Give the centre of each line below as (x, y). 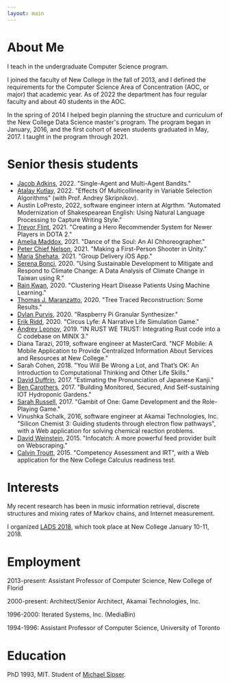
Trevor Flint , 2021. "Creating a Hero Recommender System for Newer (114, 227)
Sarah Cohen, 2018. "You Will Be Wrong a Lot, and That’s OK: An (108, 365)
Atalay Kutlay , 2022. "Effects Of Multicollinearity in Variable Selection (114, 190)
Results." (29, 307)
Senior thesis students (73, 164)
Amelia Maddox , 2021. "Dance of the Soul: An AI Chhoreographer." (111, 241)
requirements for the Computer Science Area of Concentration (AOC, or (108, 87)
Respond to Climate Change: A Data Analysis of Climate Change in (111, 271)
